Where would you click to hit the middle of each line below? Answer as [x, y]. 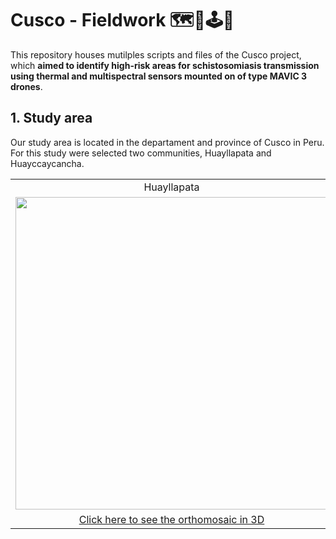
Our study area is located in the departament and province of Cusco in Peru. [167, 142]
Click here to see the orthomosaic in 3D [171, 519]
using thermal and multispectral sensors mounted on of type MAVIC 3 [159, 76]
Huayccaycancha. [47, 163]
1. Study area [51, 118]
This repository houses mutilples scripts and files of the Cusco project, [156, 54]
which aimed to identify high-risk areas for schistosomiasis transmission [165, 65]
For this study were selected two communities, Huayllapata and [141, 153]
